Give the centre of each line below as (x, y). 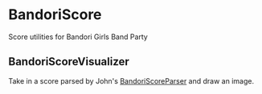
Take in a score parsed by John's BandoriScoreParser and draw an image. (131, 80)
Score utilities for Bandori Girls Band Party (78, 37)
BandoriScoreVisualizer (69, 62)
